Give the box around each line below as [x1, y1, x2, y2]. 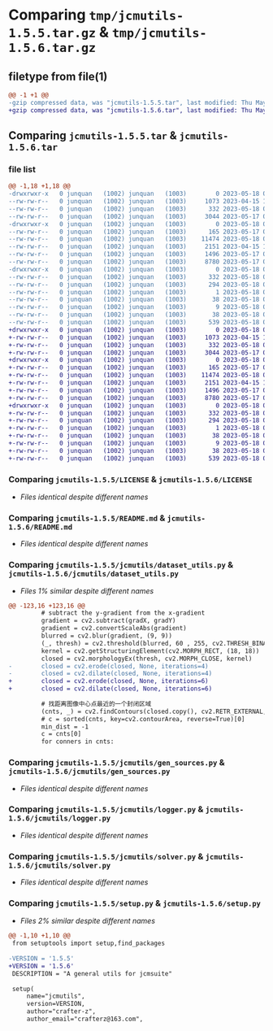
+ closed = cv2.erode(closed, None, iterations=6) [8, 677, 209, 685]
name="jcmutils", [26, 992, 85, 1001]
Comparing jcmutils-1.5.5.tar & [8, 128, 177, 143]
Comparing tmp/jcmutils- [8, 6, 184, 24]
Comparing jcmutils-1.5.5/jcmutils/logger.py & [8, 803, 204, 815]
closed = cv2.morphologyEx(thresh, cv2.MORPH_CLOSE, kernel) [41, 655, 253, 663]
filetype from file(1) [8, 69, 108, 83]
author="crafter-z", [26, 1007, 96, 1016]
